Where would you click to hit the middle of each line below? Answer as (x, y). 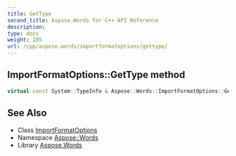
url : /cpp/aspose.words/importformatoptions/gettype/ (88, 46)
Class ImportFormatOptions (57, 130)
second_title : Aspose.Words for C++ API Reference (83, 20)
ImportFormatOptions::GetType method (96, 75)
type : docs (23, 33)
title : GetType (29, 14)
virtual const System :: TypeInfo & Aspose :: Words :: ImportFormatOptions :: (116, 91)
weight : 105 (25, 40)
